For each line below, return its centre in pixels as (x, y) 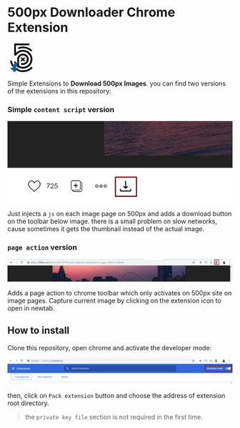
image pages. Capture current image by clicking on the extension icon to (114, 300)
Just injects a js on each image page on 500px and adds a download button (120, 214)
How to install (39, 331)
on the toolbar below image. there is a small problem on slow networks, (112, 221)
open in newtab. (31, 308)
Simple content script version (61, 109)
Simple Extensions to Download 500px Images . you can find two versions (117, 83)
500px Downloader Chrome (91, 12)
